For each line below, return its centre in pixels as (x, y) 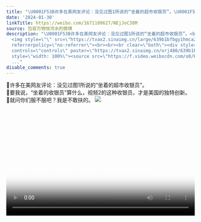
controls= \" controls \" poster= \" (53, 51)
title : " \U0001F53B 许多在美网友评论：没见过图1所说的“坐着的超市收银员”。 (90, 12)
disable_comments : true (36, 67)
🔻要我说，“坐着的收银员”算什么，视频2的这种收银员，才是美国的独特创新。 (98, 93)
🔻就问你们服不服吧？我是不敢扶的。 (50, 100)
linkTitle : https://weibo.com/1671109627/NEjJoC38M (72, 23)
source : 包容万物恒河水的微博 (39, 28)
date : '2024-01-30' (31, 17)
